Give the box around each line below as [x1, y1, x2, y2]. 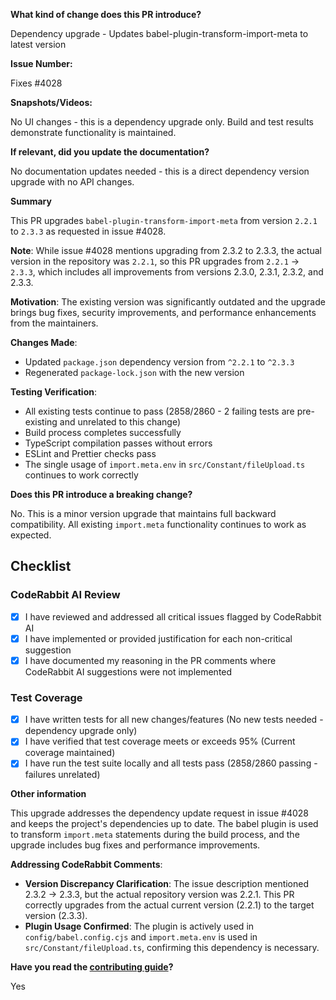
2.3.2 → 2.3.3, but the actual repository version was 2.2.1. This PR [24, 889, 295, 901]
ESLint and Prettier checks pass [24, 448, 157, 459]
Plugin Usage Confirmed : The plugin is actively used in [24, 920, 255, 933]
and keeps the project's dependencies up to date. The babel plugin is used [10, 818, 319, 830]
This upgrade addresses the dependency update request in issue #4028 [10, 807, 310, 819]
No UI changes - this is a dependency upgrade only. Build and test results [10, 116, 314, 128]
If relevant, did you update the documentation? [10, 146, 210, 158]
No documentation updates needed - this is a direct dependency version [10, 165, 310, 177]
